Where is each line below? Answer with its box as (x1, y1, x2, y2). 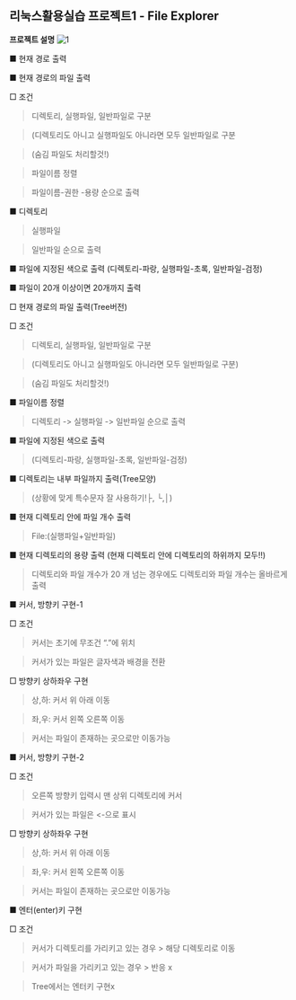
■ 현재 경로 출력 (9, 53, 67, 64)
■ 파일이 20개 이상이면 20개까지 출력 (9, 282, 142, 293)
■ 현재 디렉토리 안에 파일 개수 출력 (9, 511, 132, 522)
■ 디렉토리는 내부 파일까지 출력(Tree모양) (9, 473, 157, 483)
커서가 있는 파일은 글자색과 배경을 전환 (30, 656, 166, 667)
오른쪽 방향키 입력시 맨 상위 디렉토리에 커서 (30, 790, 183, 801)
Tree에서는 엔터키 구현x (30, 980, 115, 991)
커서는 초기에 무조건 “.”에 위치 (30, 637, 136, 648)
